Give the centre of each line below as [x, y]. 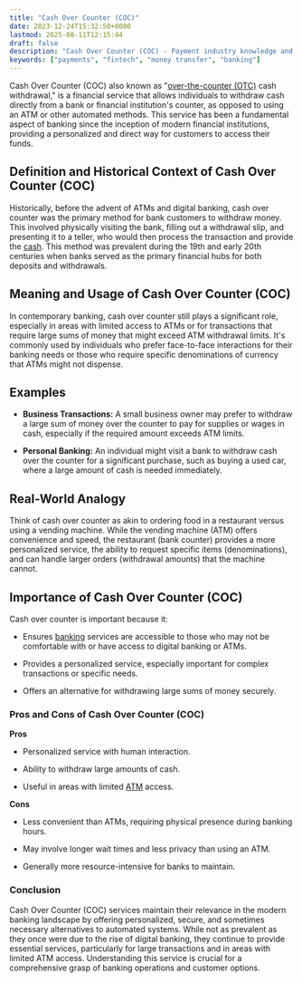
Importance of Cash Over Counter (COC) [126, 597]
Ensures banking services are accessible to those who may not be [146, 637]
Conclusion [35, 891]
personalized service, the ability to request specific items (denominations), [148, 550]
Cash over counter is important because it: [89, 619]
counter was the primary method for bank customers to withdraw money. [146, 217]
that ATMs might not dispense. [66, 364]
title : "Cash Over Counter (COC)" [75, 18]
